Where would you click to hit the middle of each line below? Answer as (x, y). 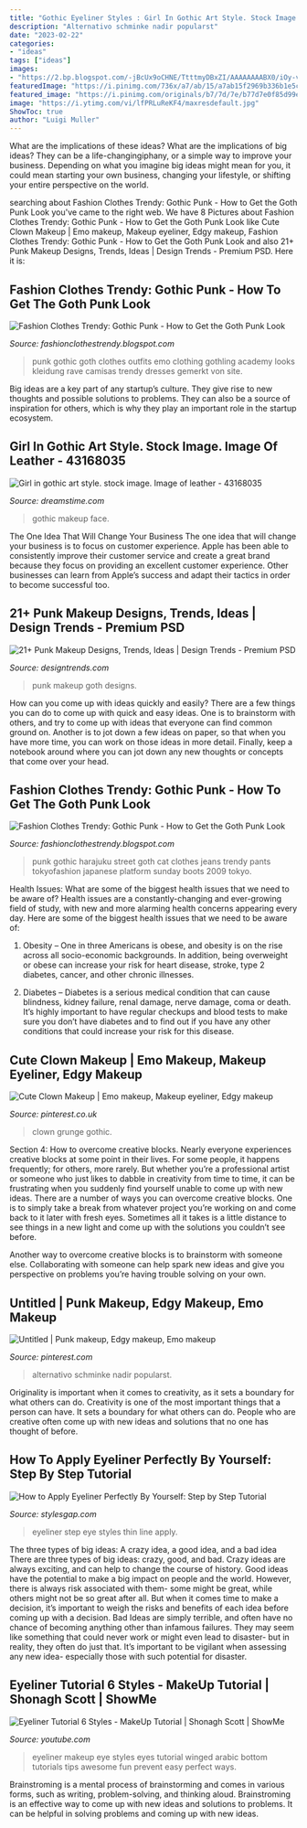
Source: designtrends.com (59, 668)
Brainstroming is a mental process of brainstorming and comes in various (147, 1784)
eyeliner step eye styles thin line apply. (105, 1532)
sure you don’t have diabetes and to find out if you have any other (147, 1021)
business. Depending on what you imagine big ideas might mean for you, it (150, 166)
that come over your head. (59, 761)
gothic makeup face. (70, 518)
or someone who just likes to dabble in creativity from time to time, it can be (152, 1179)
